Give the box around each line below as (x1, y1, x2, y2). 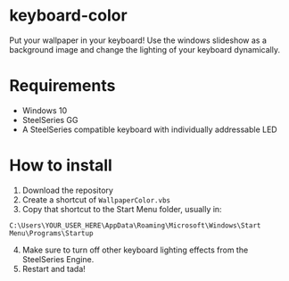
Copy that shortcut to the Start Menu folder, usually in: (21, 203, 222, 214)
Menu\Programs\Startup (9, 228, 94, 237)
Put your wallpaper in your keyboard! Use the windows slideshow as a (9, 35, 268, 45)
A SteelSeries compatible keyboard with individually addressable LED (21, 124, 278, 135)
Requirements (9, 76, 116, 96)
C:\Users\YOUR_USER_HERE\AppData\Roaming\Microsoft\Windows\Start (9, 220, 261, 230)
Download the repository (21, 185, 114, 195)
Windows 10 (21, 104, 68, 116)
